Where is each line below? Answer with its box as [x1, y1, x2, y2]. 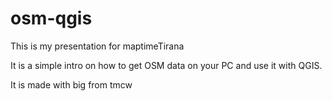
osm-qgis [10, 7, 93, 30]
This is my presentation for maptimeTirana [10, 40, 185, 52]
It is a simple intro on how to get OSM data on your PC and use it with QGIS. [10, 59, 323, 71]
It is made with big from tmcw [10, 78, 133, 91]
